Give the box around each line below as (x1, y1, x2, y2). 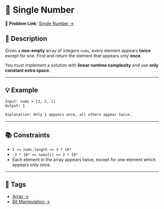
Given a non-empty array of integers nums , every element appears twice (5, 47, 151, 53)
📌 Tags (5, 180, 26, 189)
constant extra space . (5, 67, 50, 73)
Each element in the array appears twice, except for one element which (12, 157, 156, 162)
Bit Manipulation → (12, 198, 50, 204)
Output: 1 (5, 103, 25, 109)
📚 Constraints (5, 131, 50, 139)
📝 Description (5, 35, 47, 43)
